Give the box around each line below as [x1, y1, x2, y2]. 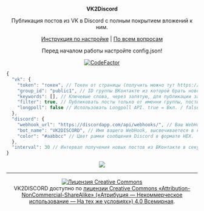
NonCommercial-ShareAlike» [21, 191, 94, 199]
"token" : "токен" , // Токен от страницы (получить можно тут [17, 82, 175, 88]
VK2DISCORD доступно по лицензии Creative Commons [13, 185, 158, 192]
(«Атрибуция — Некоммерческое [95, 191, 183, 199]
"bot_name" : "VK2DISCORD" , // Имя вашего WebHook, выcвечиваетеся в [17, 127, 194, 134]
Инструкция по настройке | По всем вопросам [41, 35, 163, 42]
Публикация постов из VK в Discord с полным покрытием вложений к [11, 17, 193, 24]
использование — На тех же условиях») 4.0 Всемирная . [29, 198, 175, 205]
